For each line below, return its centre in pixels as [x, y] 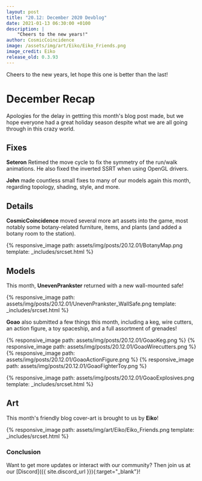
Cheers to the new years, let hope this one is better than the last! [87, 74]
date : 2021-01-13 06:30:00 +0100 [49, 23]
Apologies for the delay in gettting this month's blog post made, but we [95, 115]
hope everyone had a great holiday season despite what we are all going [97, 122]
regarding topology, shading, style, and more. [63, 187]
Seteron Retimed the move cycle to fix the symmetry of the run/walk [92, 162]
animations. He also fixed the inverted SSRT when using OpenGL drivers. [98, 169]
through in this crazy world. [41, 129]
